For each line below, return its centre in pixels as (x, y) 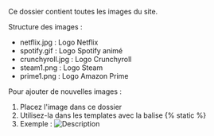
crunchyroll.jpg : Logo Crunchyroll (76, 59)
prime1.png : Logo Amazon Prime (74, 76)
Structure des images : (45, 27)
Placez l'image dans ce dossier (71, 107)
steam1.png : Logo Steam (61, 68)
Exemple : (36, 124)
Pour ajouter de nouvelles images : (65, 91)
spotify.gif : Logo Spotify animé (71, 51)
